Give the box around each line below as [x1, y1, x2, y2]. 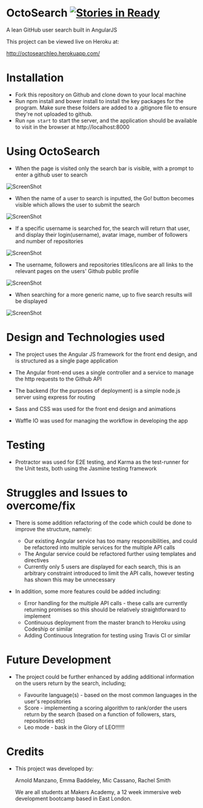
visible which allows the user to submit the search [15, 201, 140, 208]
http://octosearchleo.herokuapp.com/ [6, 49, 100, 57]
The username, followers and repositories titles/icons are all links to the [15, 261, 194, 268]
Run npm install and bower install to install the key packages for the [15, 97, 184, 104]
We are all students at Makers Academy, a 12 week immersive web [15, 788, 182, 795]
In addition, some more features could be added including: [15, 588, 162, 595]
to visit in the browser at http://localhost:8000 [15, 123, 130, 131]
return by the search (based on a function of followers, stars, [24, 710, 176, 718]
